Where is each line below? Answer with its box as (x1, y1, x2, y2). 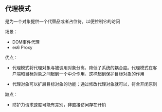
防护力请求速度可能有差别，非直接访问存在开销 (12, 101, 106, 108)
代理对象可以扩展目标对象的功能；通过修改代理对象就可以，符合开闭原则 (12, 81, 157, 87)
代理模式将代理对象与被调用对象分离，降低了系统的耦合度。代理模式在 (12, 64, 153, 70)
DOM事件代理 (12, 39, 40, 45)
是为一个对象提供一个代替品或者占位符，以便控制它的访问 (5, 18, 120, 24)
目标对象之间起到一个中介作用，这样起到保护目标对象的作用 (25, 71, 144, 77)
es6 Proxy (12, 44, 33, 50)
